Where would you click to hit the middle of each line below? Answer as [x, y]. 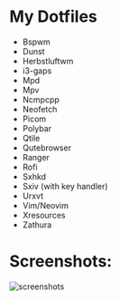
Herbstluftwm [48, 61]
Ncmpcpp [41, 99]
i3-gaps [37, 71]
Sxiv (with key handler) [65, 186]
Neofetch [40, 109]
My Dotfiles [53, 17]
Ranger [36, 157]
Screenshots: [61, 261]
